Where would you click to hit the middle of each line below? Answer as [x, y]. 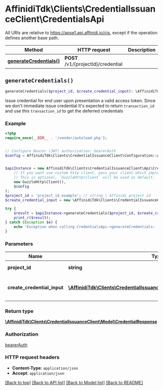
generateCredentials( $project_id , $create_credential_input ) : [69, 91]
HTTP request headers [32, 357]
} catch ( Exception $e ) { [31, 222]
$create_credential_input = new [38, 200]
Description [142, 49]
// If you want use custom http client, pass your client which [80, 173]
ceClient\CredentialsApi [55, 19]
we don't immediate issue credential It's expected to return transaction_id [80, 106]
